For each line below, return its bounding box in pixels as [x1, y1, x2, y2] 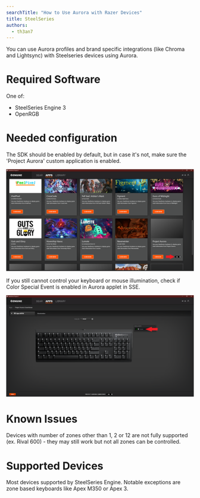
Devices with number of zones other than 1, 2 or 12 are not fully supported [6, 432, 188, 439]
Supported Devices [6, 459, 104, 472]
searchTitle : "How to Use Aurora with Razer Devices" [6, 10, 143, 16]
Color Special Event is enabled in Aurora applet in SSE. [6, 283, 140, 290]
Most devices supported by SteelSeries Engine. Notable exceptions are [6, 479, 181, 486]
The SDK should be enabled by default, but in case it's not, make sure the [6, 151, 187, 158]
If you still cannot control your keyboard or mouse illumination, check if [6, 277, 180, 284]
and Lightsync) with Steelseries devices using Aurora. [6, 52, 138, 59]
